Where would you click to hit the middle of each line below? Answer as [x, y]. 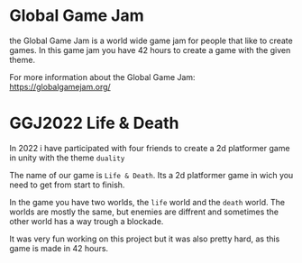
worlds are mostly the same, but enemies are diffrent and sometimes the [144, 212]
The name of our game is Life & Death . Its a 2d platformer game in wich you [151, 175]
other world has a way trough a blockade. [87, 221]
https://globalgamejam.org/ [60, 86]
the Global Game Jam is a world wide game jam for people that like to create [151, 41]
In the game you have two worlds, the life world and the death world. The [147, 202]
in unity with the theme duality [67, 158]
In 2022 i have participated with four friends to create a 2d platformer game [150, 148]
